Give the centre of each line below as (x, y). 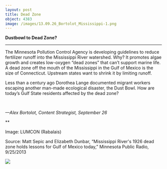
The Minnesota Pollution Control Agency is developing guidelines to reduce (82, 52)
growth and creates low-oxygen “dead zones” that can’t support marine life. (83, 63)
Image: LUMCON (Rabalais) (33, 132)
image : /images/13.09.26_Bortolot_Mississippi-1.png (61, 24)
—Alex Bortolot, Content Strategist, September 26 (56, 113)
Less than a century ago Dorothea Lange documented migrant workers (78, 83)
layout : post (19, 10)
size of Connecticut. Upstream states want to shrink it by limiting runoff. (79, 73)
